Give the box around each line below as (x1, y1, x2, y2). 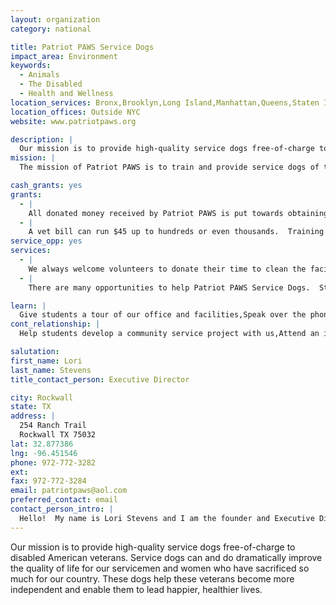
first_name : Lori (10, 356, 83, 366)
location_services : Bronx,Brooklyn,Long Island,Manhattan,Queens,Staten (10, 97, 320, 108)
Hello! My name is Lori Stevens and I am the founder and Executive (19, 513, 315, 523)
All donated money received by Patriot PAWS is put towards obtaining (28, 208, 329, 218)
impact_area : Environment (10, 51, 118, 61)
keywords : (10, 61, 52, 71)
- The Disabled (19, 79, 83, 90)
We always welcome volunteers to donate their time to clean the (28, 264, 307, 274)
